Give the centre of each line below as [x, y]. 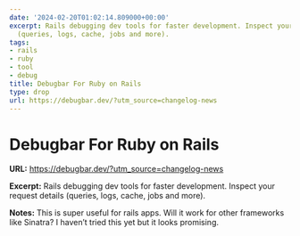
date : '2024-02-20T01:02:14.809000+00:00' [89, 17]
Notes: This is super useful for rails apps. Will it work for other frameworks [147, 213]
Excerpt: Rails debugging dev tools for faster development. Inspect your [142, 186]
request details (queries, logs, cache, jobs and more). [108, 196]
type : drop [29, 92]
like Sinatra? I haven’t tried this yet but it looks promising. [114, 223]
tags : [19, 42]
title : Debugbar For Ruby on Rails [75, 84]
